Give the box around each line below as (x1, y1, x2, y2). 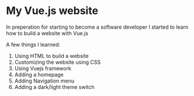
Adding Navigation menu (14, 77, 75, 84)
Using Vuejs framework (14, 64, 71, 71)
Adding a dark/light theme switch (14, 83, 95, 90)
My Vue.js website (6, 4, 98, 18)
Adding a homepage (14, 71, 64, 78)
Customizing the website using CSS (14, 59, 101, 66)
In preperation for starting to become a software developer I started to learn (6, 23, 189, 30)
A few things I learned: (6, 41, 60, 48)
